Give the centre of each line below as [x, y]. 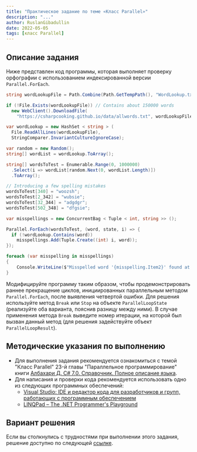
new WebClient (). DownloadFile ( [50, 111]
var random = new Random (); [40, 149]
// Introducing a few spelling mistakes [56, 186]
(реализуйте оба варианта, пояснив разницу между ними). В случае [92, 309]
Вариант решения [40, 422]
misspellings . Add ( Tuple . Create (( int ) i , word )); [77, 240]
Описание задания [43, 57]
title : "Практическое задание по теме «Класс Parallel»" [77, 11]
